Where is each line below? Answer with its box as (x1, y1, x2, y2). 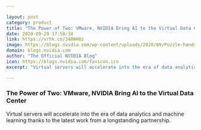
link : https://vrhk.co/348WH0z (6, 37, 84, 43)
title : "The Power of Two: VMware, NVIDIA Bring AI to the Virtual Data (6, 25, 191, 31)
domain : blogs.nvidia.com (6, 47, 71, 54)
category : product (6, 19, 52, 26)
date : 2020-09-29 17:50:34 (6, 31, 74, 37)
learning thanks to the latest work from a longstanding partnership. (6, 116, 171, 123)
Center (6, 96, 27, 105)
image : (6, 42, 23, 48)
